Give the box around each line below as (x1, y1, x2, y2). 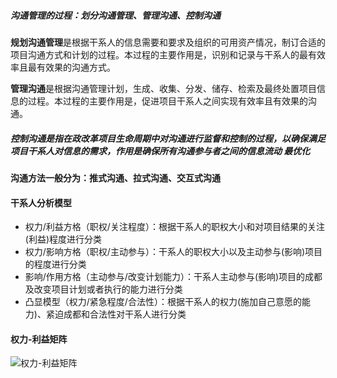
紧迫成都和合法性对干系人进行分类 (45, 308, 187, 320)
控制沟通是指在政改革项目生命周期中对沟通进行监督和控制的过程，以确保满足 (10, 132, 326, 144)
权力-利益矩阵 (10, 333, 68, 345)
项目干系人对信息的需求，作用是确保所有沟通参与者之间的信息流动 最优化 (10, 145, 311, 157)
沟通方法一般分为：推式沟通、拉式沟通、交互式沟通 (10, 171, 221, 184)
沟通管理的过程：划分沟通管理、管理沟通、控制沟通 (10, 9, 221, 21)
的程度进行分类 (24, 258, 87, 270)
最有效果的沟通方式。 (27, 61, 116, 73)
